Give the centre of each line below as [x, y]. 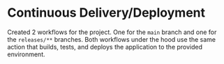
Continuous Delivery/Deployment [106, 13]
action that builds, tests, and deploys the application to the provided [105, 47]
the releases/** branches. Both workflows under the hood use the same [112, 39]
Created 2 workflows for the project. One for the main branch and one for [112, 32]
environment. [26, 54]
